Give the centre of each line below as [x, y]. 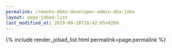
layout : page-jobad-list [37, 17]
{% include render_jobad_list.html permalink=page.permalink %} [86, 40]
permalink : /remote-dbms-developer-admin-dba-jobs [70, 12]
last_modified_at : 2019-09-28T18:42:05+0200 [62, 23]
